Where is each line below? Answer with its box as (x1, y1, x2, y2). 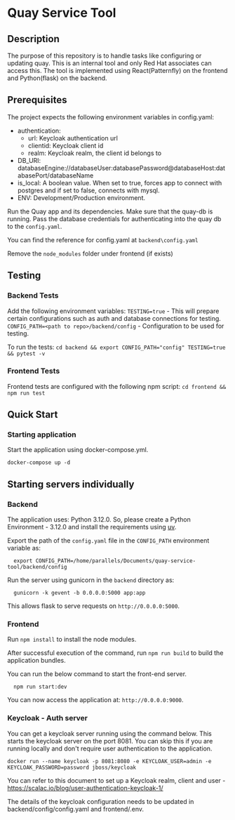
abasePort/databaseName (17, 171, 94, 180)
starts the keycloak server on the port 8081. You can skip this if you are (7, 736, 213, 745)
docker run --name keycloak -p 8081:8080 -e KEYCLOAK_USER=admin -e (7, 758, 212, 765)
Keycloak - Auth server (7, 713, 88, 723)
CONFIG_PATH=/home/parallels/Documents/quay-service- (35, 557, 196, 564)
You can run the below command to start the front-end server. (7, 670, 187, 678)
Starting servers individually (7, 478, 135, 490)
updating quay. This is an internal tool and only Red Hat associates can (7, 59, 212, 67)
